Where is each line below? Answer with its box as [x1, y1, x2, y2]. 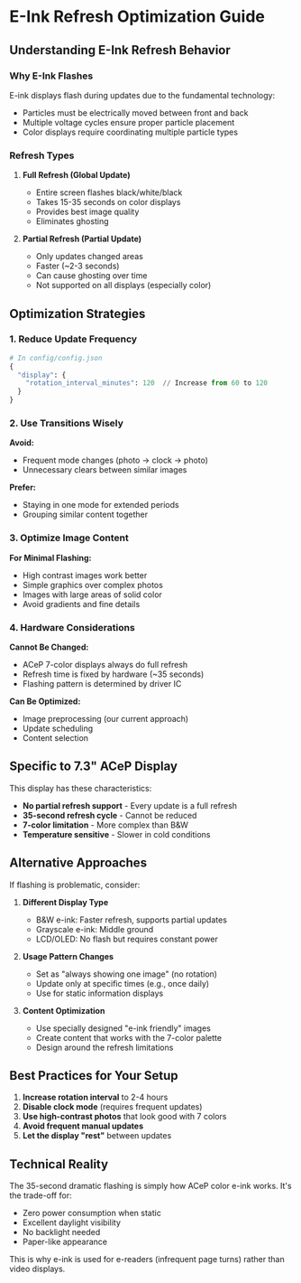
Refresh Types [9, 149, 75, 162]
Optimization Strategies [9, 305, 146, 322]
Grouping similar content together [22, 509, 149, 520]
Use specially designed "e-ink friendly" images [35, 1023, 212, 1034]
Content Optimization [22, 1005, 105, 1016]
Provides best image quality [35, 206, 140, 218]
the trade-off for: [9, 1190, 72, 1201]
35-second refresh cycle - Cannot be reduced [22, 810, 197, 820]
